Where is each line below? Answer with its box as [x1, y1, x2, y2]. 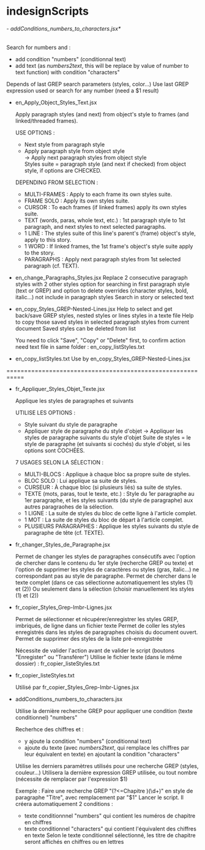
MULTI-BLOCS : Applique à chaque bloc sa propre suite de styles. [24, 471, 191, 478]
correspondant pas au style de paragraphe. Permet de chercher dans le [15, 572, 197, 580]
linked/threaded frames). [15, 117, 78, 125]
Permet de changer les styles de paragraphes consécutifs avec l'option [15, 553, 196, 561]
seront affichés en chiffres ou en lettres [24, 838, 124, 846]
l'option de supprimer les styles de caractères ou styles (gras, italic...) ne [15, 566, 199, 573]
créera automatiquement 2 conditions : [15, 800, 113, 808]
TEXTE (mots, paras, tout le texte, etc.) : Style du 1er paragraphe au [24, 490, 195, 498]
